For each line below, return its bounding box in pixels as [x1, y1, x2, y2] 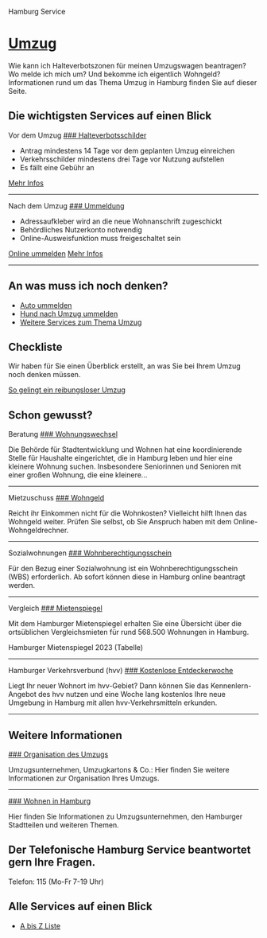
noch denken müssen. [8, 370, 81, 379]
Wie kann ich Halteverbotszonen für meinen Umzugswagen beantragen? [8, 60, 246, 70]
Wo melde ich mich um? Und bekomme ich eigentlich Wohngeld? [8, 69, 221, 79]
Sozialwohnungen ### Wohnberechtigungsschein [8, 548, 172, 558]
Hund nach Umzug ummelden [19, 309, 118, 318]
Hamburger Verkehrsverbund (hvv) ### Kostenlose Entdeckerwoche [8, 666, 234, 675]
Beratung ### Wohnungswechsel [8, 430, 118, 439]
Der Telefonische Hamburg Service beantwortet [8, 843, 251, 857]
